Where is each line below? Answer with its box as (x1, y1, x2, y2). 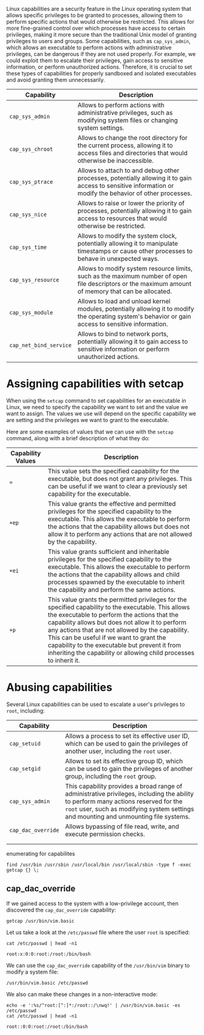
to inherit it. (47, 656, 80, 665)
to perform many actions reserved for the (64, 797, 183, 805)
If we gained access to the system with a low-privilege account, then (6, 899, 179, 907)
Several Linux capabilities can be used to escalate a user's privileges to (6, 701, 185, 708)
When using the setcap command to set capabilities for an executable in (6, 396, 186, 404)
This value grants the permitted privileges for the (47, 595, 187, 604)
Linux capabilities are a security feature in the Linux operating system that (6, 5, 191, 12)
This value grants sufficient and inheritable (47, 547, 170, 556)
